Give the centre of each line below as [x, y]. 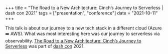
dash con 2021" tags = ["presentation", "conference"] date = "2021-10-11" [81, 13]
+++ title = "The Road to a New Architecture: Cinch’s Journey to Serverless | [84, 8]
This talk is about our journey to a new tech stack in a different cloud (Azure [83, 28]
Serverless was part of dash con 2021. [45, 46]
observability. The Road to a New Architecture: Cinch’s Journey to [73, 41]
